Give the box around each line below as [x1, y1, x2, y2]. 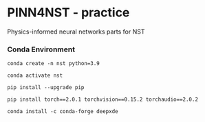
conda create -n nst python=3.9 [7, 60, 100, 67]
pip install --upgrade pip [7, 84, 85, 91]
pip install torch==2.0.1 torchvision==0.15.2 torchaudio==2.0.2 [7, 96, 198, 103]
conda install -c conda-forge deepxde [7, 108, 118, 115]
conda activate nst [7, 72, 63, 80]
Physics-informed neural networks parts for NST [7, 27, 145, 36]
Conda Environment [7, 45, 76, 54]
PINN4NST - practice [7, 5, 130, 21]
